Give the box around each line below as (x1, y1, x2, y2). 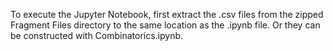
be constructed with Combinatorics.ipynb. (10, 30, 184, 41)
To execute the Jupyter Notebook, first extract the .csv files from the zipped (10, 9, 324, 20)
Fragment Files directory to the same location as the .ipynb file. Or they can (10, 19, 321, 31)
